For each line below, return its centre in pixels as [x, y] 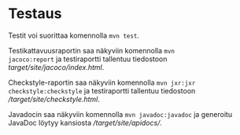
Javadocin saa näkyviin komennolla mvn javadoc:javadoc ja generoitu [120, 114]
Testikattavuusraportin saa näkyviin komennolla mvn [92, 50]
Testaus [35, 14]
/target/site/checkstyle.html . [54, 99]
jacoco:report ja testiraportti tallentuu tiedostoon [88, 59]
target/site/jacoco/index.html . [56, 67]
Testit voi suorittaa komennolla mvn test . [74, 35]
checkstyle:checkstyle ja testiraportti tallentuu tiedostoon [102, 90]
